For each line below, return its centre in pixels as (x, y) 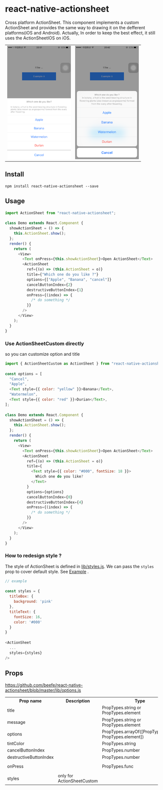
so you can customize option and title (42, 354)
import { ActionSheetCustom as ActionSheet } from (57, 364)
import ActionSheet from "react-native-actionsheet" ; (61, 213)
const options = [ (24, 374)
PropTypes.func (118, 766)
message (16, 722)
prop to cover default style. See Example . (47, 571)
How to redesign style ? (33, 556)
